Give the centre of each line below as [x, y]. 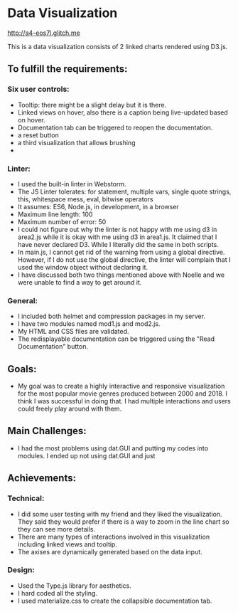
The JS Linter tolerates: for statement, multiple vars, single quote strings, [124, 191]
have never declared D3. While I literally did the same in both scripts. [118, 244]
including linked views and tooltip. [67, 544]
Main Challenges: [47, 431]
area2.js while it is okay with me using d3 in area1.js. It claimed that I [117, 237]
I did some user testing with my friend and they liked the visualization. [120, 514]
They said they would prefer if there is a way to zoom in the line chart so [123, 522]
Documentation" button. [53, 347]
